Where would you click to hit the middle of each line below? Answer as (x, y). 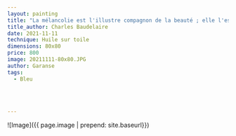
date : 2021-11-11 (33, 33)
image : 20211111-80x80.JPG (47, 60)
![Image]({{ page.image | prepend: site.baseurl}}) (78, 125)
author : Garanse (31, 66)
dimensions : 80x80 (34, 46)
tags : (15, 72)
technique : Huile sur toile (48, 40)
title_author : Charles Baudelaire (58, 27)
